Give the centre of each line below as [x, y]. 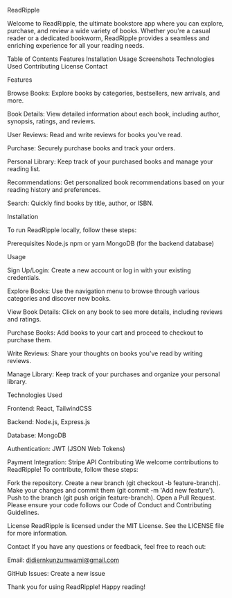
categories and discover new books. [59, 298]
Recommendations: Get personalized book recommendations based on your [116, 182]
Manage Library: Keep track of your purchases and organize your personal [114, 374]
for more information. [37, 533]
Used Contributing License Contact [57, 66]
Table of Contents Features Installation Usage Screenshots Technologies [111, 59]
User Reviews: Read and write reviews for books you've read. [95, 135]
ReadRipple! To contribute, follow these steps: [73, 469]
